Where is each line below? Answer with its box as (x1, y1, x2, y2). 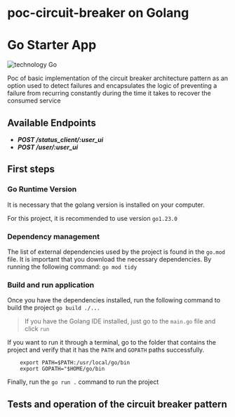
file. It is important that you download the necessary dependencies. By (7, 255, 212, 263)
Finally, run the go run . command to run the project (7, 378, 159, 386)
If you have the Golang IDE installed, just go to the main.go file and (24, 317, 216, 326)
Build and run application (7, 280, 95, 290)
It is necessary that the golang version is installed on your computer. (7, 200, 205, 209)
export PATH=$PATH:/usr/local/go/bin (20, 359, 130, 366)
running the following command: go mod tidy (7, 262, 137, 271)
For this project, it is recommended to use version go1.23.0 (7, 214, 177, 222)
